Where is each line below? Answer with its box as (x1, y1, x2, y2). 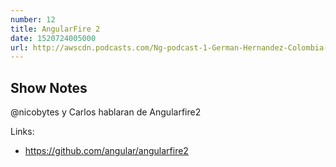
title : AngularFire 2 (10, 24, 101, 34)
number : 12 (10, 14, 56, 25)
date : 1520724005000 (10, 33, 97, 43)
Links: (10, 126, 35, 138)
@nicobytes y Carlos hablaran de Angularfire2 (10, 106, 202, 118)
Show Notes (10, 79, 88, 96)
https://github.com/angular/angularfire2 (24, 145, 189, 157)
